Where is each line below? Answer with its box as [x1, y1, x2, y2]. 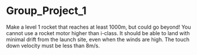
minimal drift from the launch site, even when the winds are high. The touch [6, 36, 190, 43]
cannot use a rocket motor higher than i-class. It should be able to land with [6, 29, 190, 36]
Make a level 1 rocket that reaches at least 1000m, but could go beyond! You [6, 23, 191, 30]
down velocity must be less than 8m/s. [6, 42, 100, 49]
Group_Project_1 [6, 4, 87, 18]
